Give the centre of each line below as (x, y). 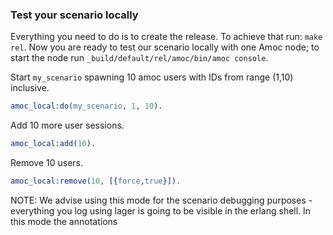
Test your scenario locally (74, 15)
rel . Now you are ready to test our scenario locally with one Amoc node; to (165, 47)
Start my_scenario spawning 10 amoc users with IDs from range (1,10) (152, 77)
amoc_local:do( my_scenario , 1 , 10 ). (86, 106)
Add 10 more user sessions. (67, 125)
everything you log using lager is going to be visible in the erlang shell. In (161, 210)
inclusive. (30, 88)
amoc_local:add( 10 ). (53, 144)
